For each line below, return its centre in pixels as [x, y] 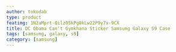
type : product [24, 17]
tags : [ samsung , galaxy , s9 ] [43, 34]
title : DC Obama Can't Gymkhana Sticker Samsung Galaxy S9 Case [88, 28]
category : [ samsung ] [32, 39]
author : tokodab [26, 12]
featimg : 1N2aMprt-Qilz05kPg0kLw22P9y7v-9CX [63, 23]
